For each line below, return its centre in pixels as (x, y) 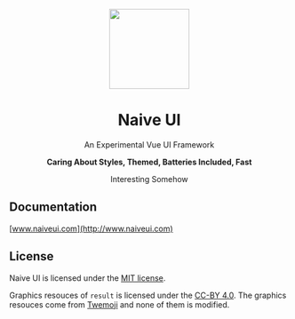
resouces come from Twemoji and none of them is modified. (120, 304)
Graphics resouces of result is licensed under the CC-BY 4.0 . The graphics (148, 295)
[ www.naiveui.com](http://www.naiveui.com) (91, 228)
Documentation (53, 207)
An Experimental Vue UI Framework (149, 144)
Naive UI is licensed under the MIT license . (88, 278)
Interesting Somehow (149, 179)
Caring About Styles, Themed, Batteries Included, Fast (149, 162)
